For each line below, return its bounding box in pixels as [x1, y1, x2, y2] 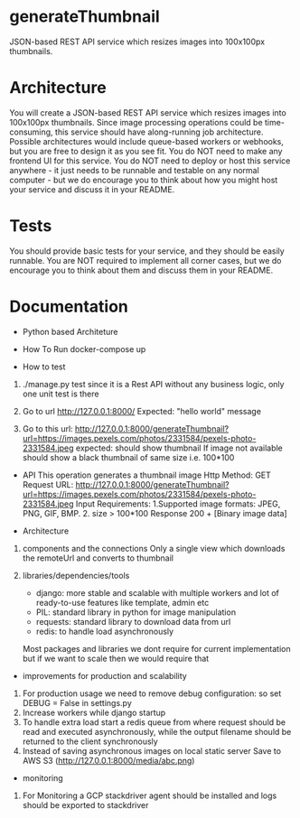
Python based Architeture [22, 326, 118, 337]
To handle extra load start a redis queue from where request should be [22, 716, 286, 728]
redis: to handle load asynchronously [35, 626, 174, 637]
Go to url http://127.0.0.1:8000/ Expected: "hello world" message [22, 405, 262, 416]
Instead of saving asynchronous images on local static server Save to [22, 745, 282, 756]
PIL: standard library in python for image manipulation [35, 607, 237, 618]
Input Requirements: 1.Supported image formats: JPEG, [75, 498, 281, 509]
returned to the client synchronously [22, 736, 158, 747]
